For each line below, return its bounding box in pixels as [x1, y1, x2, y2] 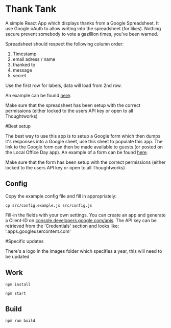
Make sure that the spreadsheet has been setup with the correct [5, 102, 140, 108]
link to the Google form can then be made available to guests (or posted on [5, 144, 163, 150]
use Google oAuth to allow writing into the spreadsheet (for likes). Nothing [5, 25, 161, 31]
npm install [5, 282, 31, 287]
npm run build [5, 318, 36, 323]
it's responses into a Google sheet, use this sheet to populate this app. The [5, 138, 163, 144]
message [12, 67, 32, 73]
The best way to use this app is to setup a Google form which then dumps [5, 133, 161, 139]
